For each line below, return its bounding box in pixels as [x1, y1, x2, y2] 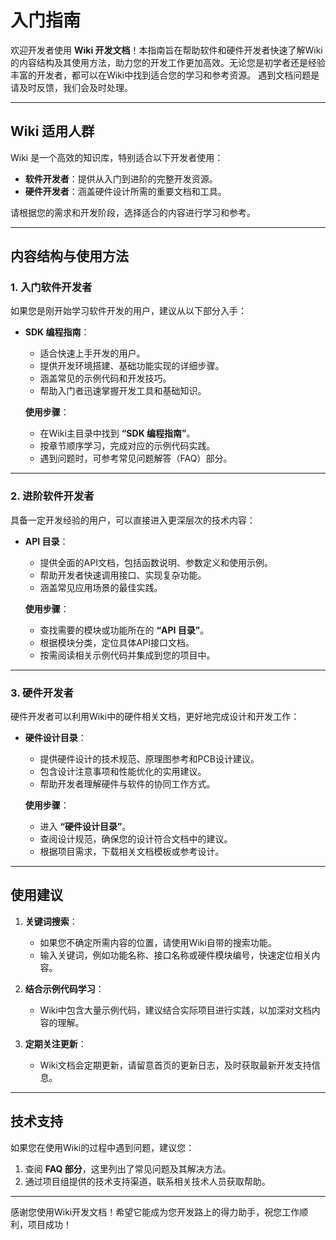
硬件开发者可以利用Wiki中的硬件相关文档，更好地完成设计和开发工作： [10, 711, 300, 723]
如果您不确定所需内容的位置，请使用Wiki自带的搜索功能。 [39, 936, 277, 948]
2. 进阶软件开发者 [10, 489, 95, 503]
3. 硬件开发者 [10, 686, 74, 700]
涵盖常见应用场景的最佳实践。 [39, 581, 163, 593]
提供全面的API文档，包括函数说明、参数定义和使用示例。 [39, 556, 273, 568]
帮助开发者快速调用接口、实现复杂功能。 [39, 569, 207, 581]
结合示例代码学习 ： [24, 982, 105, 995]
